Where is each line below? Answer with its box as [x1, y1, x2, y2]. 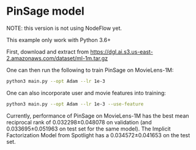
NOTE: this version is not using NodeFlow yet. [6, 24, 123, 32]
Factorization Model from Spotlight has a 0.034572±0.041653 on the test [6, 131, 190, 138]
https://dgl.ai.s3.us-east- [90, 48, 153, 55]
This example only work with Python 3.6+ [6, 36, 111, 43]
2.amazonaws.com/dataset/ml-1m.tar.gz [6, 54, 108, 62]
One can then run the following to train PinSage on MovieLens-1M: [6, 66, 174, 74]
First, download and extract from [6, 48, 89, 55]
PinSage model [6, 4, 85, 18]
